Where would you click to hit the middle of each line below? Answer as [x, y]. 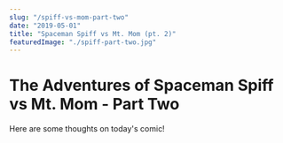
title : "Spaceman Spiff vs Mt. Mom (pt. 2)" [93, 34]
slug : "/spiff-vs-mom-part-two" [69, 17]
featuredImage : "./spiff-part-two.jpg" [83, 42]
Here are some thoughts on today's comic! [87, 129]
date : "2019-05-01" [45, 26]
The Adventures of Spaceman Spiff [141, 86]
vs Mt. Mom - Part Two [94, 105]
